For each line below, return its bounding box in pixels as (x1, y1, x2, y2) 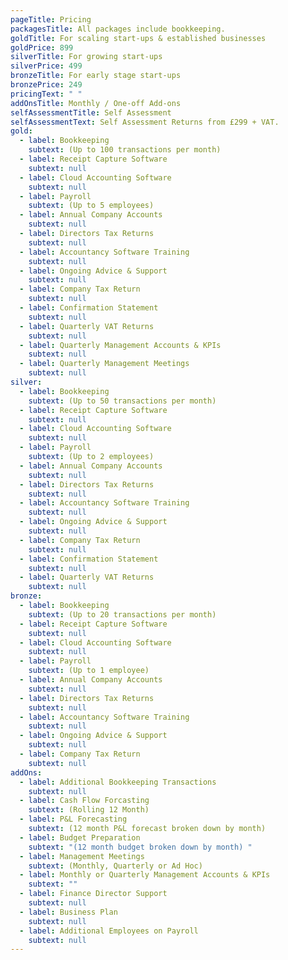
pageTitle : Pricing (10, 14, 92, 25)
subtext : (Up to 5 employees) (28, 201, 155, 211)
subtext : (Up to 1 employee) (28, 666, 150, 676)
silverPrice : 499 (10, 61, 83, 71)
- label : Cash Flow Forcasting (19, 796, 150, 806)
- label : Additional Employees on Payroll (19, 926, 199, 936)
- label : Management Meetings (19, 851, 145, 861)
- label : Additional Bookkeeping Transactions (19, 777, 217, 787)
